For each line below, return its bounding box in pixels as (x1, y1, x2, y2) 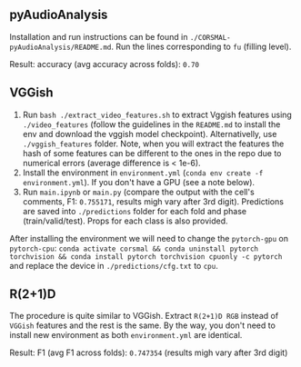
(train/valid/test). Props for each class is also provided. (22, 215, 229, 226)
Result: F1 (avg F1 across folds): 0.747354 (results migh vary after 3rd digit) (9, 347, 288, 358)
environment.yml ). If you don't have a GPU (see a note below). (22, 176, 256, 187)
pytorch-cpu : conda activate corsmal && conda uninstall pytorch (9, 243, 259, 253)
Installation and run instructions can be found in (9, 31, 188, 42)
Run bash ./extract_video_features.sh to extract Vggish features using (22, 109, 293, 120)
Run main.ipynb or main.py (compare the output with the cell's (22, 186, 255, 197)
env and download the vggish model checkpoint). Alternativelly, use (22, 128, 277, 139)
